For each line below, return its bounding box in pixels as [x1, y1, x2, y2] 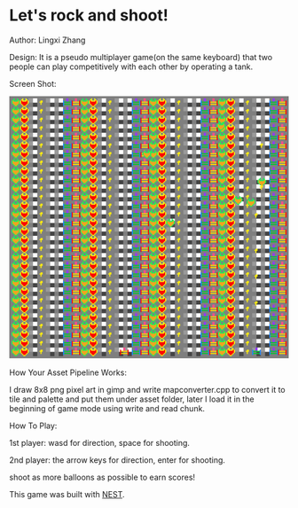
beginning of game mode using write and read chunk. [9, 402, 206, 413]
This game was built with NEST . [9, 488, 125, 499]
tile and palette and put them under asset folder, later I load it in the [9, 394, 255, 404]
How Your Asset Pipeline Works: [9, 367, 127, 378]
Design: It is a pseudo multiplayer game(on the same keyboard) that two [9, 51, 273, 62]
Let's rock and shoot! [9, 5, 169, 26]
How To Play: [9, 420, 58, 431]
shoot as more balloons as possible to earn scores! [9, 472, 196, 482]
